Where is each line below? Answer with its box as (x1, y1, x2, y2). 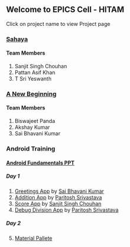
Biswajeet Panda (14, 118, 55, 125)
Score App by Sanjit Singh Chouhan (14, 200, 102, 207)
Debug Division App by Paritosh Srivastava (14, 206, 119, 213)
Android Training (6, 144, 56, 152)
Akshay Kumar (14, 123, 50, 131)
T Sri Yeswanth (14, 75, 52, 82)
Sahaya (6, 35, 28, 43)
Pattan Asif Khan (14, 69, 56, 76)
